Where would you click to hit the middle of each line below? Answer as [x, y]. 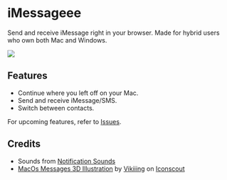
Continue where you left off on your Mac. [78, 93]
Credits [24, 144]
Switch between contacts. [56, 108]
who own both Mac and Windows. [57, 40]
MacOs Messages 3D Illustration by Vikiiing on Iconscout [101, 169]
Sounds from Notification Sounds [67, 161]
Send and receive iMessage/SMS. [67, 100]
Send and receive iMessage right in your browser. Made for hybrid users [114, 33]
